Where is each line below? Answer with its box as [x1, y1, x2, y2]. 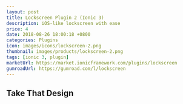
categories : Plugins [6, 37, 59, 43]
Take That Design [6, 88, 74, 98]
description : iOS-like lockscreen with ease [6, 20, 121, 26]
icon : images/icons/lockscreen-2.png [6, 43, 102, 49]
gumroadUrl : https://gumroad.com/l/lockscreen [6, 65, 126, 72]
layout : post [6, 9, 39, 15]
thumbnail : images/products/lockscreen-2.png [6, 49, 123, 55]
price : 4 [6, 26, 28, 32]
